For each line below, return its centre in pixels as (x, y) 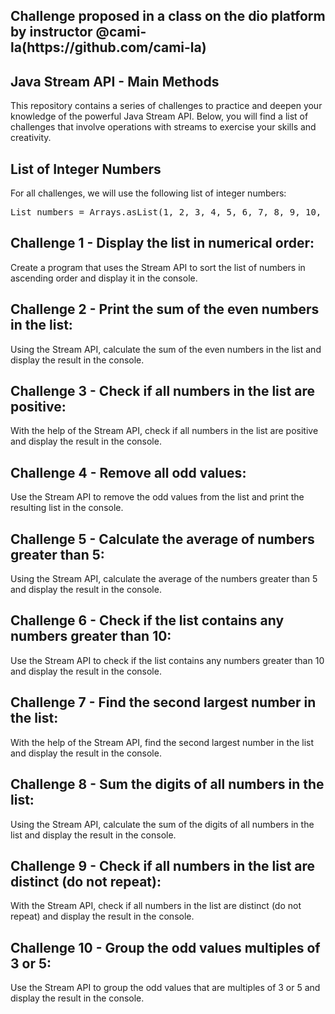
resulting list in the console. (67, 508)
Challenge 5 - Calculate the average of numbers (162, 539)
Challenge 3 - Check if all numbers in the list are (162, 391)
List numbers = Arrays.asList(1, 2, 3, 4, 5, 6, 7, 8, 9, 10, (166, 212)
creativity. (31, 138)
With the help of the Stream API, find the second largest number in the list (162, 742)
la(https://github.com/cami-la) (108, 47)
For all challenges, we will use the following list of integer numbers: (148, 193)
